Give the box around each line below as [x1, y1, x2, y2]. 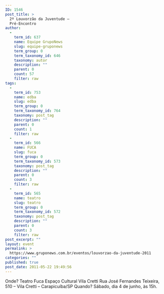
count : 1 [14, 126, 32, 131]
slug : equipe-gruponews [14, 44, 63, 49]
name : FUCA [14, 145, 37, 150]
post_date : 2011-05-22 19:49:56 [5, 264, 72, 269]
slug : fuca [14, 150, 37, 155]
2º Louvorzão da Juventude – [9, 16, 70, 21]
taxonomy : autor [14, 58, 48, 63]
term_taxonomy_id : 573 [14, 159, 61, 164]
